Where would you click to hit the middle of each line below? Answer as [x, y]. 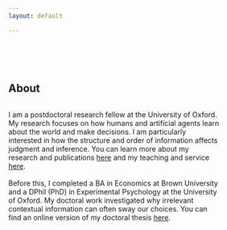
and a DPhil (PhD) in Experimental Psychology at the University [113, 192]
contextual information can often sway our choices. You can [108, 209]
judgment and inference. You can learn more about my [99, 149]
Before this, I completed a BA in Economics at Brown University [113, 183]
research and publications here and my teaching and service [109, 157]
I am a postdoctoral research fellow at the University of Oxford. [113, 115]
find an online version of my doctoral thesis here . [90, 218]
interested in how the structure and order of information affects [113, 140]
